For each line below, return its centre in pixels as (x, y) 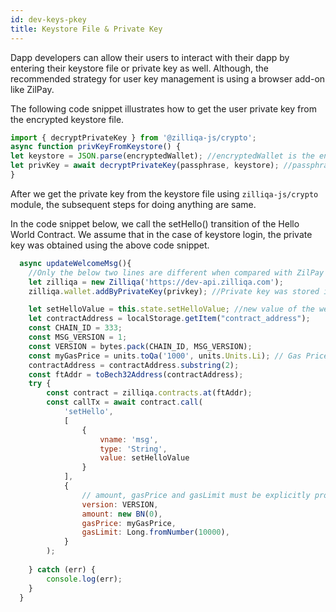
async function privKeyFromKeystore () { (96, 147)
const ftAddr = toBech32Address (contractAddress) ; (136, 374)
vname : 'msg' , (129, 439)
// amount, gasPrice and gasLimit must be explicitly (196, 495)
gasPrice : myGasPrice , (129, 523)
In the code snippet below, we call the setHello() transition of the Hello (155, 223)
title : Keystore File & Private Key (86, 29)
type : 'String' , (133, 449)
